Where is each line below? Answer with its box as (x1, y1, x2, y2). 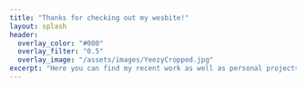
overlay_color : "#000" (17, 38, 104, 48)
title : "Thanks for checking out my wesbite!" (9, 13, 189, 23)
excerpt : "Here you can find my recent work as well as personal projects (9, 64, 300, 73)
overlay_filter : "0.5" (17, 47, 104, 56)
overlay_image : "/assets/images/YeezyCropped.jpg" (17, 55, 214, 64)
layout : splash (9, 22, 67, 31)
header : (9, 30, 39, 39)
